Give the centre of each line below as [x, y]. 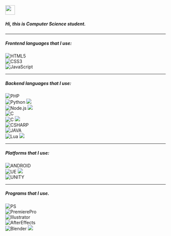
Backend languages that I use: [38, 83]
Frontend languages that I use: [39, 43]
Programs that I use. [27, 193]
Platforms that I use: [27, 153]
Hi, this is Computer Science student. [46, 24]
